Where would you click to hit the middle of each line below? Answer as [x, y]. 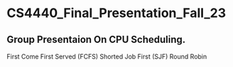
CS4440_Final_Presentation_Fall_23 [116, 13]
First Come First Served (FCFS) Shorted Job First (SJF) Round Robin [107, 56]
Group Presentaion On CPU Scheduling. [96, 40]
